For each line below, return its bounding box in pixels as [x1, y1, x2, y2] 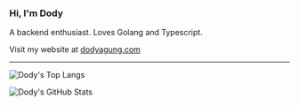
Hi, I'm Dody [9, 7, 64, 19]
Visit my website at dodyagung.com [9, 44, 141, 55]
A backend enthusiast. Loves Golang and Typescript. [9, 27, 203, 38]
